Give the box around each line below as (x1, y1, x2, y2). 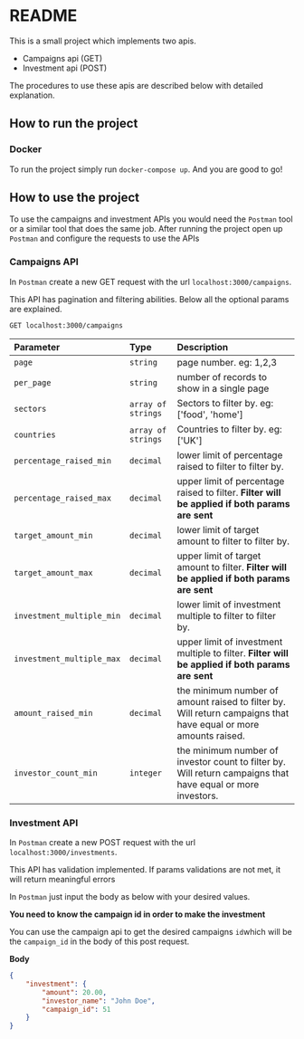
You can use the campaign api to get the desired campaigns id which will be (9, 927, 292, 938)
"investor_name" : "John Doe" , (42, 996, 156, 1006)
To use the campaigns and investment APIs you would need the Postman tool (9, 214, 293, 224)
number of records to (176, 370, 268, 383)
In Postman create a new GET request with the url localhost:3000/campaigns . (9, 276, 292, 287)
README (9, 5, 78, 26)
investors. (176, 789, 219, 802)
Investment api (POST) (22, 62, 108, 73)
